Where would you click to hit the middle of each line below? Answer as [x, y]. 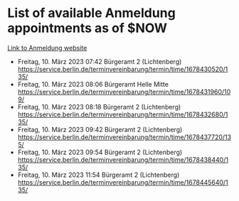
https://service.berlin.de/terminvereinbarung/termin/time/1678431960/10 [124, 92]
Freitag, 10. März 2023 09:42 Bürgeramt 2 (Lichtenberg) [100, 129]
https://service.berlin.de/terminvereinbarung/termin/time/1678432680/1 [123, 114]
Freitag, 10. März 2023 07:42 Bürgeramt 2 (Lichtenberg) [100, 61]
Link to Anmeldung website [47, 48]
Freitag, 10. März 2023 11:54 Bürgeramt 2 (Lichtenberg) [99, 175]
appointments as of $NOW [87, 28]
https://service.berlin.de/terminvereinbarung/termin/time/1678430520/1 [123, 69]
